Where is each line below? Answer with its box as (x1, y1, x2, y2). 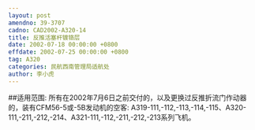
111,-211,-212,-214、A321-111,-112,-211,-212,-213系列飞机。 (8, 112, 196, 122)
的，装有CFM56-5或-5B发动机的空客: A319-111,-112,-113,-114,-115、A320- (8, 102, 247, 112)
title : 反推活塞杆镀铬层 (8, 33, 81, 42)
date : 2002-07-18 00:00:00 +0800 (8, 41, 118, 49)
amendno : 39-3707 (8, 19, 66, 27)
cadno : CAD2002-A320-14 (8, 26, 87, 34)
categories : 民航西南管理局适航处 (8, 63, 110, 71)
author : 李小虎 (8, 70, 54, 78)
